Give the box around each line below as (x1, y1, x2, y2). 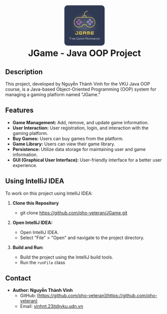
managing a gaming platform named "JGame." (5, 92, 101, 98)
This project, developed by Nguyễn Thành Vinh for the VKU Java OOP (5, 81, 150, 87)
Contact (5, 274, 31, 283)
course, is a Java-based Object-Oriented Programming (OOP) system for (5, 86, 157, 92)
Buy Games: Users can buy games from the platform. (12, 135, 124, 141)
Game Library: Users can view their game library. (12, 141, 116, 147)
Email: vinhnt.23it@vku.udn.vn (20, 303, 83, 309)
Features (5, 106, 34, 115)
